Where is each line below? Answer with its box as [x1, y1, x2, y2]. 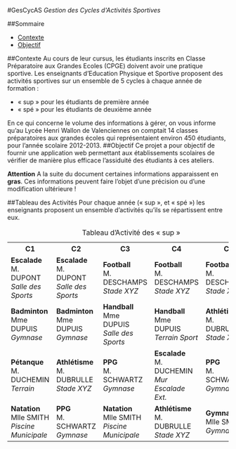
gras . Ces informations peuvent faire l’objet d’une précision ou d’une [7, 177, 206, 186]
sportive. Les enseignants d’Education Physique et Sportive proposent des [7, 70, 223, 77]
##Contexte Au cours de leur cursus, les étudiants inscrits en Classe [7, 54, 206, 63]
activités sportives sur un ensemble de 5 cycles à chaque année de [7, 77, 202, 85]
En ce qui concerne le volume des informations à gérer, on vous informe [7, 119, 216, 127]
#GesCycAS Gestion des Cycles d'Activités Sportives [7, 6, 161, 14]
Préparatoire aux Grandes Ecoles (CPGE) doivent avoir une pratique [7, 62, 204, 70]
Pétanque [11, 358, 44, 367]
